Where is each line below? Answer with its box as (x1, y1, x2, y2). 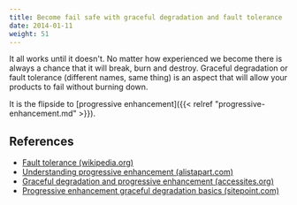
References (9, 133, 74, 148)
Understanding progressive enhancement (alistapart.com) (21, 167, 234, 178)
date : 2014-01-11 (9, 21, 73, 30)
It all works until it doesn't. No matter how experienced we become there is (9, 54, 283, 65)
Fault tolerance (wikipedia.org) (21, 157, 134, 168)
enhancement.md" (9, 108, 77, 119)
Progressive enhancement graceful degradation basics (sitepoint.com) (21, 186, 280, 196)
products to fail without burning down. (9, 81, 148, 93)
